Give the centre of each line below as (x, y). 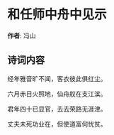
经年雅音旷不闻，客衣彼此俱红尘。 (57, 78)
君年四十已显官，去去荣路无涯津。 (57, 109)
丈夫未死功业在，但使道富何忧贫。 (57, 124)
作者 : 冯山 (22, 36)
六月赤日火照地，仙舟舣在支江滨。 (57, 94)
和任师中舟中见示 (57, 15)
